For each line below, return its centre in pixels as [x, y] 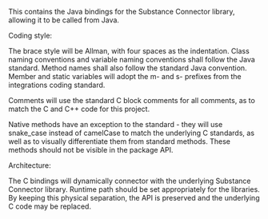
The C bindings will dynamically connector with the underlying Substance [130, 181]
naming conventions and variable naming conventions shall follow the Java [132, 60]
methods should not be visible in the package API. [91, 150]
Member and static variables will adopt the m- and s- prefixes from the [125, 76]
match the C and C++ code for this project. [79, 109]
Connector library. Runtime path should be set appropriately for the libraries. [134, 189]
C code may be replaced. [50, 206]
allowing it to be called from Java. [64, 20]
